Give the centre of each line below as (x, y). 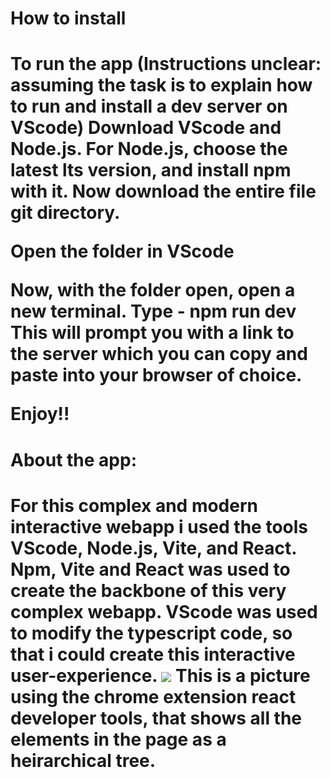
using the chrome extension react (153, 696)
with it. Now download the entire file (163, 191)
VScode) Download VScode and (146, 128)
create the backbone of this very (148, 590)
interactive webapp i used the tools (159, 526)
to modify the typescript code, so (151, 633)
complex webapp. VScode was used (164, 611)
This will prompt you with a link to (152, 333)
